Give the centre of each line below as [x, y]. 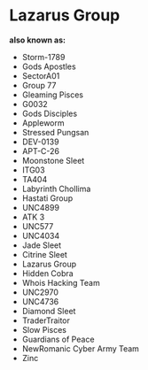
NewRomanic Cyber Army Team [81, 348]
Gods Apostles [49, 66]
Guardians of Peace [58, 339]
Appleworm [43, 123]
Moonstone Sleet [53, 160]
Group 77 [39, 85]
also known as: [38, 40]
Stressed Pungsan [55, 132]
